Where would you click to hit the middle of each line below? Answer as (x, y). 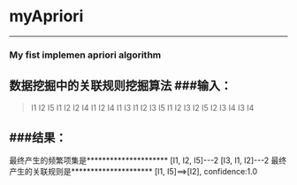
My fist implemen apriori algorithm (85, 55)
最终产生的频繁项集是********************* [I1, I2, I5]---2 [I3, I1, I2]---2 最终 (148, 160)
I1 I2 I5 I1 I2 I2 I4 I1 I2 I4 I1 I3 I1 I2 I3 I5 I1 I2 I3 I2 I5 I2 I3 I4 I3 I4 (142, 107)
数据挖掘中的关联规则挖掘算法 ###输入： (121, 86)
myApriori (46, 16)
